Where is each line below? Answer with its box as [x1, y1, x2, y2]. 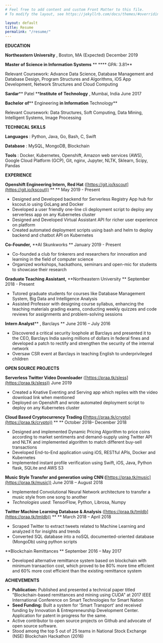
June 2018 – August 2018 [52, 480, 103, 486]
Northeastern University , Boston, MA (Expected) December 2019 [5, 52, 138, 58]
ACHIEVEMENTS [5, 577, 40, 583]
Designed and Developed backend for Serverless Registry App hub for [12, 196, 153, 202]
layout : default [5, 20, 38, 25]
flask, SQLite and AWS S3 [12, 465, 64, 471]
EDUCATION [5, 43, 31, 49]
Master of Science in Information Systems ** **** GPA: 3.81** [5, 62, 132, 68]
